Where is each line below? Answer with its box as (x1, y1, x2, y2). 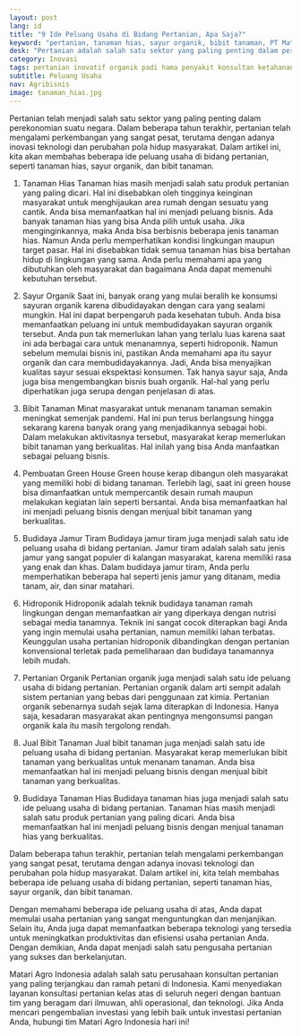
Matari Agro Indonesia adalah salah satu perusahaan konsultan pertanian (9, 969, 279, 980)
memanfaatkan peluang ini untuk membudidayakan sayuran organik (21, 319, 273, 330)
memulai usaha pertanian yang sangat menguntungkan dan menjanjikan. (9, 913, 278, 924)
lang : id (9, 22, 42, 30)
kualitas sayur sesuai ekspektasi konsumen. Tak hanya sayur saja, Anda (21, 367, 288, 377)
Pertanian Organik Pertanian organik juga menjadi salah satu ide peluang (21, 672, 291, 683)
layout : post (9, 13, 58, 22)
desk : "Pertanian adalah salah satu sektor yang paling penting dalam (9, 47, 279, 56)
